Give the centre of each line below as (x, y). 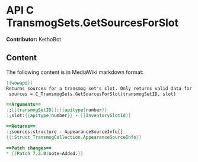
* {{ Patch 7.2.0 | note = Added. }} (45, 153)
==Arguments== (24, 105)
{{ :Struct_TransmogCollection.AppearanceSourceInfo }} (74, 137)
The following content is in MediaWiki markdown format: (75, 72)
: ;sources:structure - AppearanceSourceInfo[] (65, 132)
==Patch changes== (29, 148)
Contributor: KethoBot (34, 39)
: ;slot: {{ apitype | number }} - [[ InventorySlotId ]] (69, 116)
